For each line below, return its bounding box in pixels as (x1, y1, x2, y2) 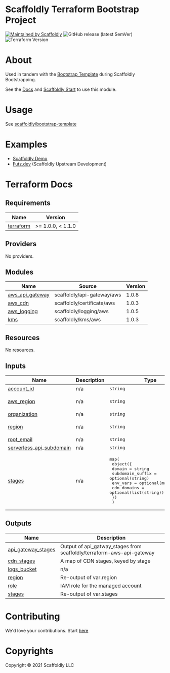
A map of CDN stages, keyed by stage (60, 557, 151, 564)
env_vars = (112, 481, 137, 486)
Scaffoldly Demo (12, 155, 48, 161)
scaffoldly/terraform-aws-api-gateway (60, 549, 155, 556)
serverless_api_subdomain (8, 444, 71, 451)
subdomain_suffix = (112, 471, 157, 476)
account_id (8, 385, 34, 392)
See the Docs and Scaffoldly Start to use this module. (5, 86, 117, 92)
